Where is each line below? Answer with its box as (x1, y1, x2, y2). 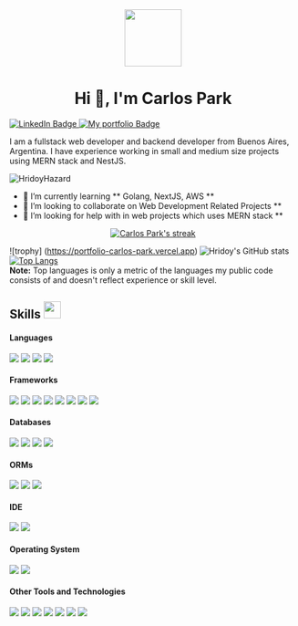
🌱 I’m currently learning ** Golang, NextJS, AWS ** (22, 191, 215, 202)
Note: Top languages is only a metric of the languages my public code (9, 265, 273, 276)
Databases (9, 417, 52, 428)
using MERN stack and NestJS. (9, 155, 127, 166)
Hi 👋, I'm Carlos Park (74, 89, 232, 109)
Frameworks (9, 374, 58, 386)
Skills (9, 307, 41, 322)
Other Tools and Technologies (9, 586, 126, 597)
